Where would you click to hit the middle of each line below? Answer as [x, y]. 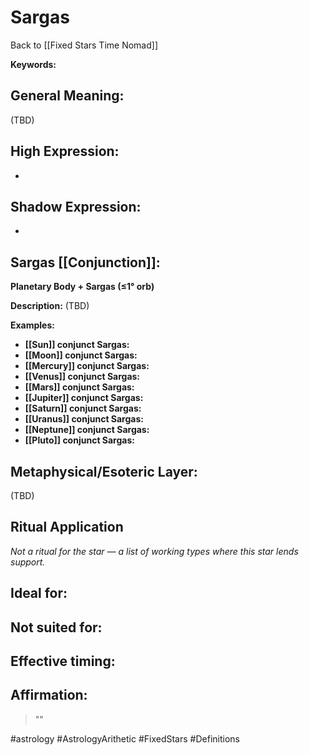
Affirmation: [49, 695]
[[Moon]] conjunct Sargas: [81, 355]
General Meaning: [67, 96]
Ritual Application [67, 527]
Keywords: [33, 64]
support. [28, 562]
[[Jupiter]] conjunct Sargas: [84, 398]
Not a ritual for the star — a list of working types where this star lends [154, 551]
